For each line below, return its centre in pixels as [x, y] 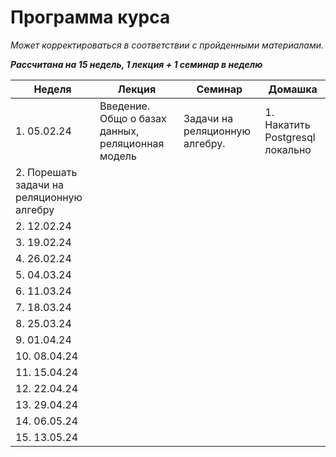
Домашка [293, 89]
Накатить [287, 124]
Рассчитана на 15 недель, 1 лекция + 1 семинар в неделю [136, 64]
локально [288, 149]
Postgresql [290, 137]
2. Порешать [46, 172]
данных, [119, 131]
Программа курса [90, 17]
